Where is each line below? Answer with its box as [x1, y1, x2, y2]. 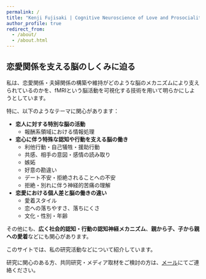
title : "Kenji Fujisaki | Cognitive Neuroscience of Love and [6, 15, 169, 21]
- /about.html [12, 37, 48, 43]
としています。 [11, 94, 49, 102]
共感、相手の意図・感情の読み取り [24, 151, 111, 158]
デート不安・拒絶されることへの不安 [24, 174, 116, 181]
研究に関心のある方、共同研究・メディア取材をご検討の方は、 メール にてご [6, 258, 194, 266]
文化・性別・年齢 [24, 212, 68, 219]
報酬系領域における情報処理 [24, 128, 95, 135]
